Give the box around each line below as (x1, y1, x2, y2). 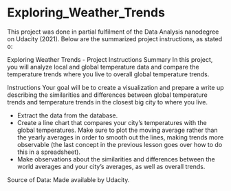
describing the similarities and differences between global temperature (7, 91, 208, 99)
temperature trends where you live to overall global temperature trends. (7, 70, 210, 78)
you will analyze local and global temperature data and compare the (7, 63, 199, 71)
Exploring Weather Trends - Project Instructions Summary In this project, (7, 55, 213, 63)
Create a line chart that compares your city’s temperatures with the (16, 118, 208, 126)
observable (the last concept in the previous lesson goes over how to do (16, 140, 223, 148)
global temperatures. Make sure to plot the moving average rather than (16, 126, 218, 134)
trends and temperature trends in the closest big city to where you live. (7, 98, 208, 106)
